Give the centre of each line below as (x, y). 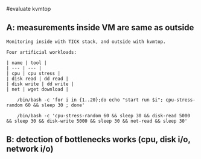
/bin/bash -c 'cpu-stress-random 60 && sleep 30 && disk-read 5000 (104, 115)
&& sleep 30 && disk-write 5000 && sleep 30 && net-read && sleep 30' (97, 121)
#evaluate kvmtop (29, 9)
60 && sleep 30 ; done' (55, 105)
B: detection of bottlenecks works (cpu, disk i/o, (98, 139)
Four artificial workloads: (42, 52)
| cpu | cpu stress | (33, 73)
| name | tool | (27, 63)
